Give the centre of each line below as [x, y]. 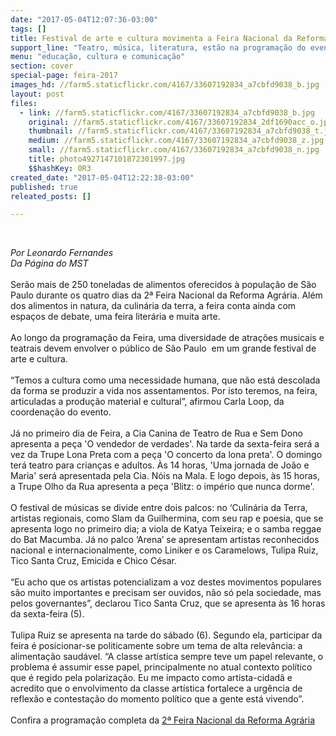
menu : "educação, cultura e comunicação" [98, 57]
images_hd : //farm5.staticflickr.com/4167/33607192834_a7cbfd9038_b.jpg [165, 85]
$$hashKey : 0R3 [60, 168]
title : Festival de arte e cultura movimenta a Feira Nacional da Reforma [169, 38]
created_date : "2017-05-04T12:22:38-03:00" [102, 177]
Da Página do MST [49, 263]
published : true [44, 187]
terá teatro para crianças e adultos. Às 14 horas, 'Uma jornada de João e [160, 465]
